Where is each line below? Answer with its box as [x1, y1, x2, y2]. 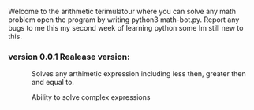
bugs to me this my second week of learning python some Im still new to [8, 24, 244, 32]
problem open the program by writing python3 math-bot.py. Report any [8, 15, 240, 24]
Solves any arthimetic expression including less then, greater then [31, 69, 246, 79]
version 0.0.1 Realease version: [8, 51, 130, 62]
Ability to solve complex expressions [31, 93, 151, 102]
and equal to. [31, 78, 75, 87]
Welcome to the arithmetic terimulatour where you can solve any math [8, 7, 237, 16]
